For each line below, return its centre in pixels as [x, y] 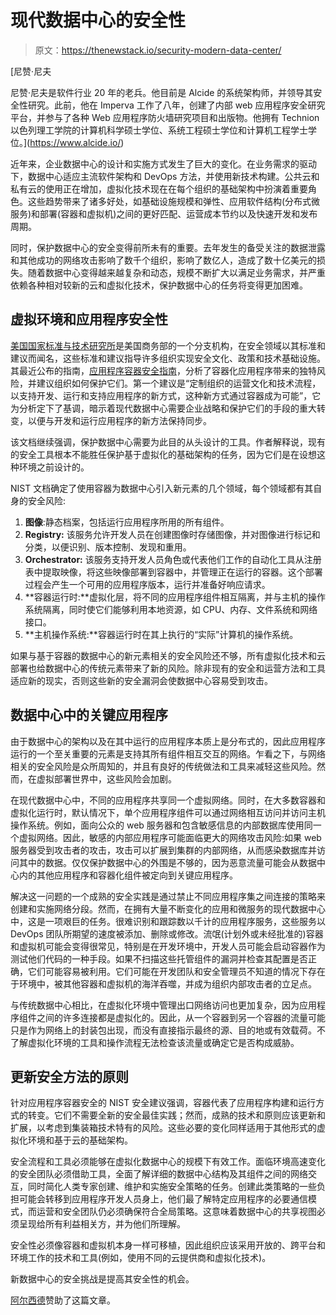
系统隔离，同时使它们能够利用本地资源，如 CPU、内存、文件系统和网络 [171, 609]
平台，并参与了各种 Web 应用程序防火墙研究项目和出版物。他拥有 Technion [165, 117]
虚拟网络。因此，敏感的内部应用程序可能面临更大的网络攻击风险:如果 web [170, 837]
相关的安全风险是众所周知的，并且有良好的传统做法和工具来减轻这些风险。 [163, 766]
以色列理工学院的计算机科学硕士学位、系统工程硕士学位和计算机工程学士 [159, 130]
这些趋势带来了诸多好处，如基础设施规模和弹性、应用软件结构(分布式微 [174, 201]
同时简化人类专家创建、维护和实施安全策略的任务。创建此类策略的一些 [172, 1187]
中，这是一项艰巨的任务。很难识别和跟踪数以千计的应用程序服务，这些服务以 [168, 921]
